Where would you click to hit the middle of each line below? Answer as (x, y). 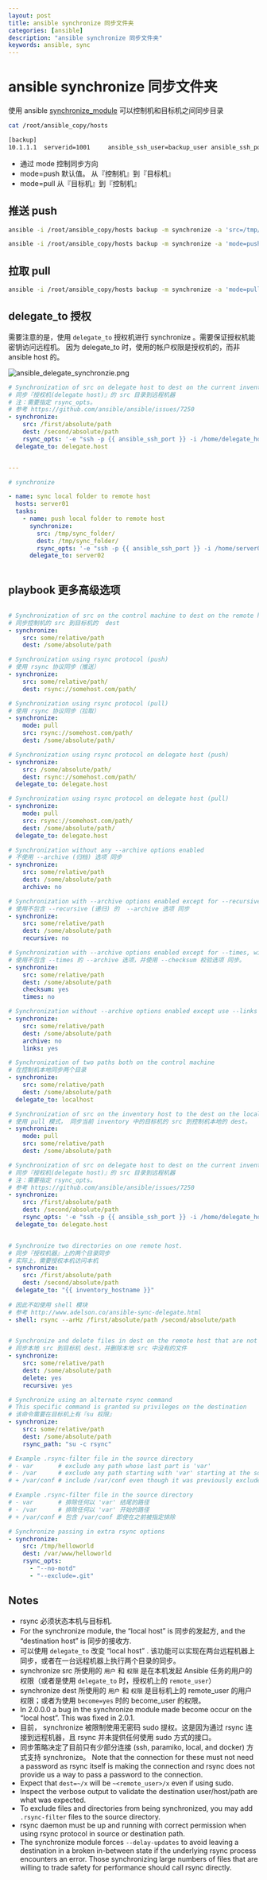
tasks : (26, 511)
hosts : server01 (42, 504)
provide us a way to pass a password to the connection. (111, 1774)
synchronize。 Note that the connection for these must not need (148, 1757)
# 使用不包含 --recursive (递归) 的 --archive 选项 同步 (99, 909)
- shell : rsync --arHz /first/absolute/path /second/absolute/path (122, 1320)
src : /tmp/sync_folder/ (76, 534)
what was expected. (52, 1800)
